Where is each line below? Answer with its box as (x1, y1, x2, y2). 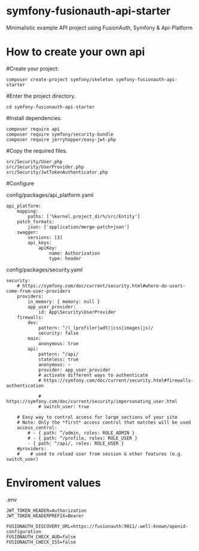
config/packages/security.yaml (6, 266, 83, 273)
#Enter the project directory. (6, 92, 76, 100)
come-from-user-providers (6, 288, 71, 294)
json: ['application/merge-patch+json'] (27, 224, 130, 230)
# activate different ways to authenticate (38, 372, 148, 378)
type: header (48, 255, 82, 262)
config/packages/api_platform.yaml (6, 191, 94, 199)
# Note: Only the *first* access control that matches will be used (17, 419, 191, 426)
